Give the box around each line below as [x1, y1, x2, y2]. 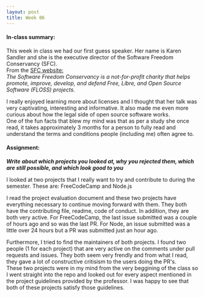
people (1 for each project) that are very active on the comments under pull [6, 245, 195, 252]
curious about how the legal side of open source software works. [6, 110, 170, 118]
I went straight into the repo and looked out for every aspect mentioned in [6, 271, 192, 278]
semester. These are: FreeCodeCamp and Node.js [6, 182, 133, 190]
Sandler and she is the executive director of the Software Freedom [6, 53, 174, 61]
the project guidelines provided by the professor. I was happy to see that [6, 277, 189, 284]
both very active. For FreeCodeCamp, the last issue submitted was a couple [6, 213, 197, 221]
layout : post [6, 9, 40, 15]
